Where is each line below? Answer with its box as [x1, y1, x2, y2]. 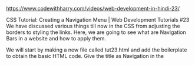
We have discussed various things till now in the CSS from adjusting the [6, 23, 181, 29]
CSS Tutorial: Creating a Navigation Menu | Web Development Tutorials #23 [6, 16, 190, 23]
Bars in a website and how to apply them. [6, 35, 107, 42]
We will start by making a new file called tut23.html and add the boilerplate [6, 46, 187, 53]
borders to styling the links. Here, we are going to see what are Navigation [6, 29, 187, 36]
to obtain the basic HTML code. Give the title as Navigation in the [6, 53, 164, 59]
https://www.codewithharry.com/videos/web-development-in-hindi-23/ [6, 5, 180, 12]
